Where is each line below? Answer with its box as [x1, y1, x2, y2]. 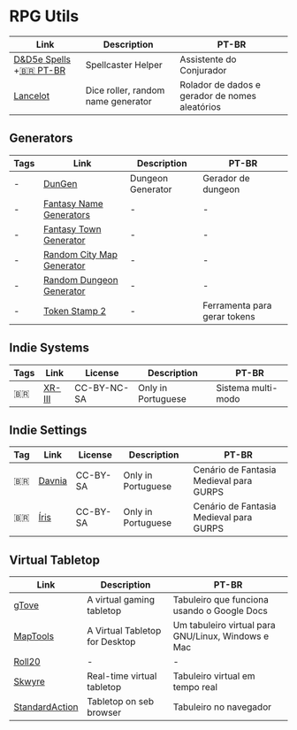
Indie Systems [9, 341, 90, 356]
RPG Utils [9, 6, 80, 27]
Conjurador [179, 64, 227, 76]
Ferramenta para [202, 299, 272, 311]
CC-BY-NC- [74, 381, 130, 394]
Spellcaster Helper [85, 58, 163, 71]
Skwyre [13, 675, 46, 688]
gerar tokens [202, 310, 255, 322]
